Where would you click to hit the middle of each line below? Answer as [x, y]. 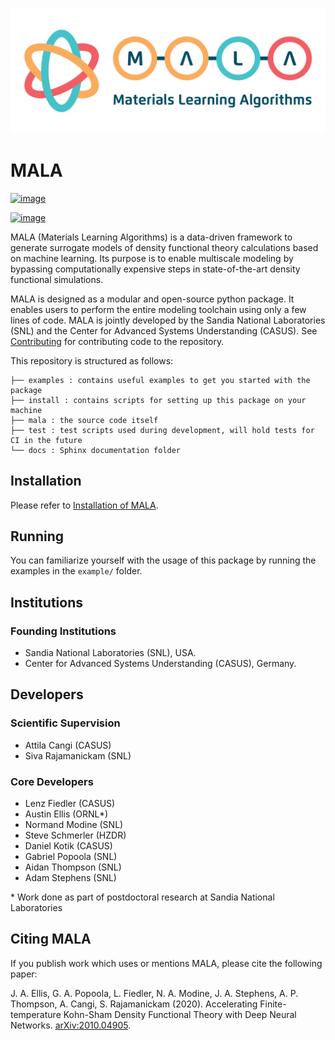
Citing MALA [51, 939]
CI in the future [46, 440]
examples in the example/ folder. [76, 571]
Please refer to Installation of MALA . [84, 505]
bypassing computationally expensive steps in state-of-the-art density [155, 269]
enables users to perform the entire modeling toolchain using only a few [158, 309]
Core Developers [52, 781]
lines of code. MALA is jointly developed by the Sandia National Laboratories [168, 320]
